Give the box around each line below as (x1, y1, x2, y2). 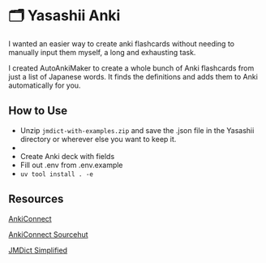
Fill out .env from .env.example (19, 160, 123, 170)
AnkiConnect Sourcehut (8, 229, 88, 239)
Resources (8, 192, 64, 206)
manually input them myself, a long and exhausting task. (8, 47, 196, 57)
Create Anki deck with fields (19, 151, 115, 161)
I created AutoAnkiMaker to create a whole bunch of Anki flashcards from (8, 63, 255, 73)
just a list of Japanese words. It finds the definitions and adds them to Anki (8, 71, 258, 81)
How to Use (8, 104, 68, 118)
